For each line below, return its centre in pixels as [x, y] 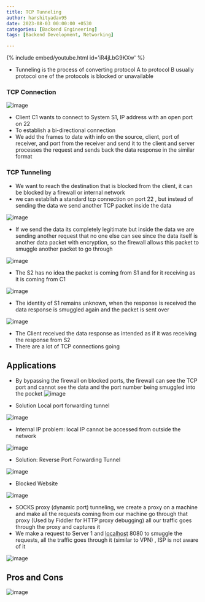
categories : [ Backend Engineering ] [52, 29]
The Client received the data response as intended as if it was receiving [106, 333]
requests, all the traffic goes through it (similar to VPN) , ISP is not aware [107, 540]
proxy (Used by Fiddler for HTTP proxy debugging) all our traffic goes [103, 520]
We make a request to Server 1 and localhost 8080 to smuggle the [99, 533]
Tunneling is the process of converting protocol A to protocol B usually [105, 70]
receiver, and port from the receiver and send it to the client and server [105, 143]
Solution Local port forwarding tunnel [62, 405]
